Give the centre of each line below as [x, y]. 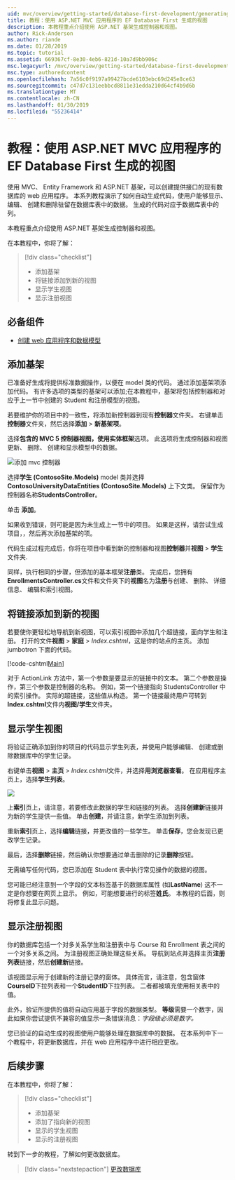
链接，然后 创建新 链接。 [54, 962]
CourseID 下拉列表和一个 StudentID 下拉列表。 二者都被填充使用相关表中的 [114, 986]
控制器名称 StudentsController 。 [54, 495]
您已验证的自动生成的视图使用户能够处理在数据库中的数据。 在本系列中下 [112, 1033]
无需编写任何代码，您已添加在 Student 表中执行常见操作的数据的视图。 [109, 869]
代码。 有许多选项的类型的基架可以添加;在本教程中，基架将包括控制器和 [116, 391]
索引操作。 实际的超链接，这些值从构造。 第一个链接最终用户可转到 [110, 696]
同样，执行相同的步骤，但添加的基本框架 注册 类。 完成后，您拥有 [100, 572]
